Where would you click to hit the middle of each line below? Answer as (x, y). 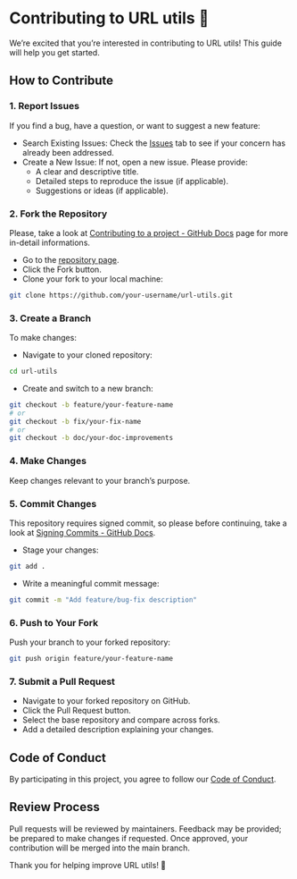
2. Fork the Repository (58, 214)
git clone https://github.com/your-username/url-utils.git (121, 295)
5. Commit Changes (53, 503)
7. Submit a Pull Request (62, 681)
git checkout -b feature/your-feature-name (91, 405)
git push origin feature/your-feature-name (91, 658)
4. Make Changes (48, 461)
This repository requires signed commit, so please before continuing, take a (148, 523)
